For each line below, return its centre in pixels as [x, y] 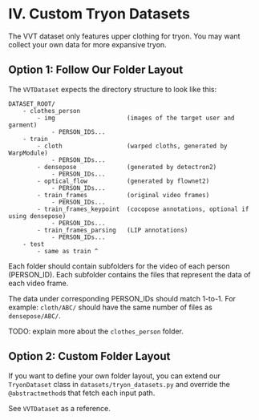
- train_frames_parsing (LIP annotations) [113, 230]
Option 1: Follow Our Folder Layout [96, 70]
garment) [23, 125]
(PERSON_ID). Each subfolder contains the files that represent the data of [129, 274]
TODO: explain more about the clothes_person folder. [96, 331]
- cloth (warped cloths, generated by [132, 146]
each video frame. [38, 283]
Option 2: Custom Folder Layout [89, 356]
